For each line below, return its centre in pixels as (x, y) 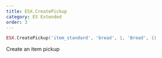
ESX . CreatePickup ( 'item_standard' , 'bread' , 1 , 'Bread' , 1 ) (82, 38)
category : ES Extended (34, 17)
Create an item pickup (33, 49)
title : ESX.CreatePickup (37, 11)
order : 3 (17, 22)
